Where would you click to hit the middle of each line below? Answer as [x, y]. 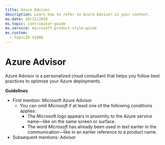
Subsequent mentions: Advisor [44, 137]
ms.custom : [16, 33]
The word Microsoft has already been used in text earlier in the [92, 127]
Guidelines [17, 90]
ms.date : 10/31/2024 [27, 19]
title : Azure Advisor [28, 10]
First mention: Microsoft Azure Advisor [52, 100]
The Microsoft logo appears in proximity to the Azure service [90, 116]
